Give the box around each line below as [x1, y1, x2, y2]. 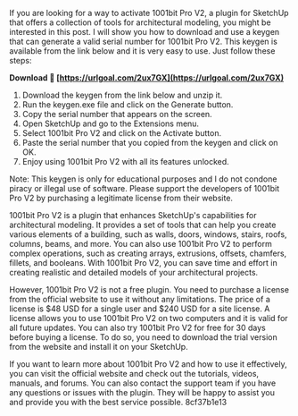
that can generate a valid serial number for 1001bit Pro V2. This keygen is [9, 36, 278, 47]
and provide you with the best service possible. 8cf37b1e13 [9, 397, 228, 407]
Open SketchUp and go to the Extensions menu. [21, 118, 199, 129]
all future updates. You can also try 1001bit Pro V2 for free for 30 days [9, 322, 266, 333]
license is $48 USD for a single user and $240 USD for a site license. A [9, 303, 270, 314]
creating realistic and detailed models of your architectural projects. [9, 267, 259, 277]
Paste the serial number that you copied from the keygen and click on [21, 138, 278, 148]
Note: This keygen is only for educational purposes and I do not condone [9, 174, 277, 184]
